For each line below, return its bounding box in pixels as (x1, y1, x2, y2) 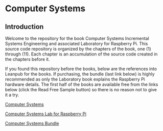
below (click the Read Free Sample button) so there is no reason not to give (5, 87, 157, 92)
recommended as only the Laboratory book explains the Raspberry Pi (5, 77, 145, 82)
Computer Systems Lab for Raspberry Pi (5, 111, 87, 117)
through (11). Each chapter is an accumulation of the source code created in (5, 51, 158, 57)
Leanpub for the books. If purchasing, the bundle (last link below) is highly (5, 71, 155, 77)
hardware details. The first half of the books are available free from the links (5, 81, 158, 87)
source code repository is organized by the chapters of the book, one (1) (5, 46, 151, 52)
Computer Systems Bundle (5, 121, 59, 126)
